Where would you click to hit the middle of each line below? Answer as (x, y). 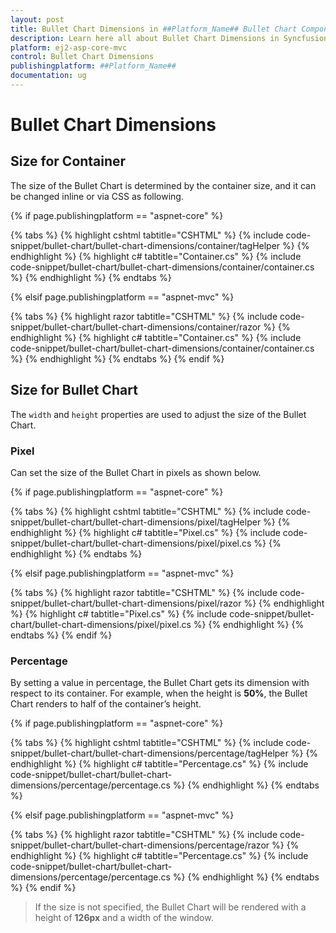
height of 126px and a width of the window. (124, 918)
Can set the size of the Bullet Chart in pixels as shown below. (136, 472)
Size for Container (68, 161)
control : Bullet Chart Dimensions (82, 57)
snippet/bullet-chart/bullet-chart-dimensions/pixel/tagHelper (136, 522)
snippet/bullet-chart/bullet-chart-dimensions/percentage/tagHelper (149, 753)
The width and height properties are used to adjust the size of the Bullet (158, 414)
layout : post (37, 19)
